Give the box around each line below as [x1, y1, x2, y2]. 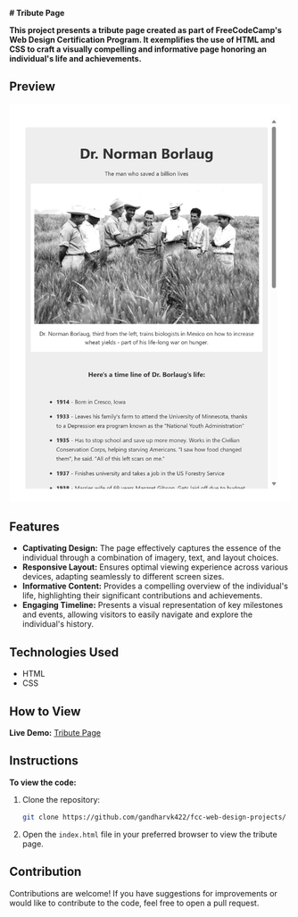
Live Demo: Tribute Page [9, 728, 101, 738]
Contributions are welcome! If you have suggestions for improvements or [9, 888, 278, 898]
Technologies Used [9, 645, 119, 660]
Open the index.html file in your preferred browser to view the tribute [21, 829, 278, 839]
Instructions [9, 754, 79, 769]
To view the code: [9, 777, 77, 788]
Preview [9, 79, 56, 95]
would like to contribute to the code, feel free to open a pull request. [9, 897, 260, 908]
